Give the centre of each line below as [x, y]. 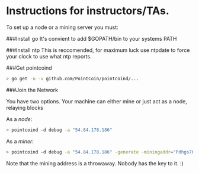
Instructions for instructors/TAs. [88, 11]
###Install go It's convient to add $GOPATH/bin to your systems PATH [92, 38]
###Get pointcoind [29, 68]
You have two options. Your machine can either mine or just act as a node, [97, 101]
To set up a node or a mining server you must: [62, 27]
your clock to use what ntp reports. [49, 56]
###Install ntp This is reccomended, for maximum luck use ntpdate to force [98, 50]
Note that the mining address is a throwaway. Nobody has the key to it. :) [95, 163]
